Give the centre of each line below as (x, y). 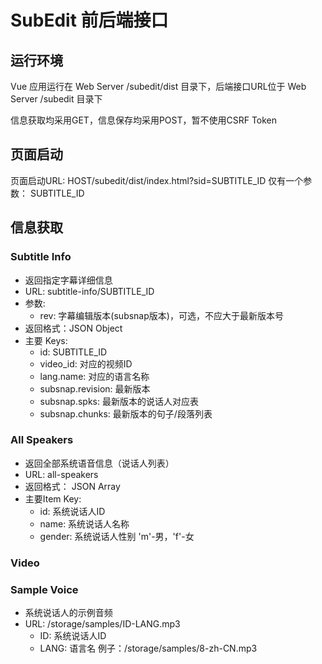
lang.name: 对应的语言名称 (94, 376)
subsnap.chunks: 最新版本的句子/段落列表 (126, 413)
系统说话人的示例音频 (68, 613)
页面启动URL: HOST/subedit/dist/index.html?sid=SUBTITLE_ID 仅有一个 (157, 180)
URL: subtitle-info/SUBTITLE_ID (89, 291)
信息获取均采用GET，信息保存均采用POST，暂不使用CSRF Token (144, 120)
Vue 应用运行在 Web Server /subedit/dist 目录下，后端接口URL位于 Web (158, 86)
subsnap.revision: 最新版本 (95, 388)
